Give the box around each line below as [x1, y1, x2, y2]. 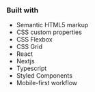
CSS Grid [16, 43, 42, 51]
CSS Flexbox [16, 35, 53, 44]
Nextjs [16, 57, 35, 65]
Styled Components [16, 72, 73, 80]
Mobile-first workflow [16, 79, 78, 87]
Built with [6, 5, 39, 15]
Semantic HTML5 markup [16, 21, 89, 29]
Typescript [16, 64, 47, 73]
